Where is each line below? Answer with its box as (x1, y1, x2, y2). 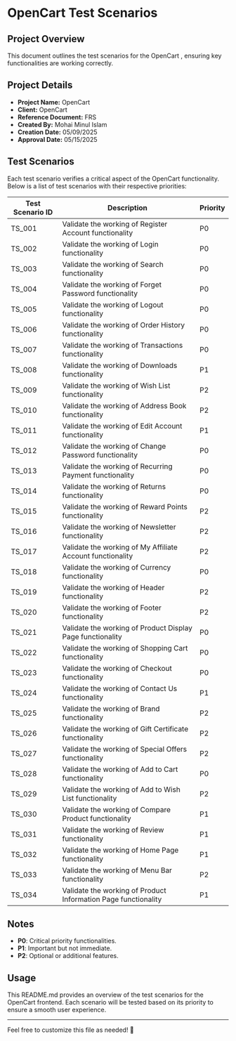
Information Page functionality (62, 894, 162, 904)
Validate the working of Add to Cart (62, 764, 178, 774)
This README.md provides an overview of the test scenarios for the (7, 990, 204, 999)
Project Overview (7, 33, 85, 45)
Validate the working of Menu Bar (62, 865, 172, 875)
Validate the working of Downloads (62, 360, 178, 370)
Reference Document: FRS (17, 112, 97, 121)
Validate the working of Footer (62, 603, 162, 613)
